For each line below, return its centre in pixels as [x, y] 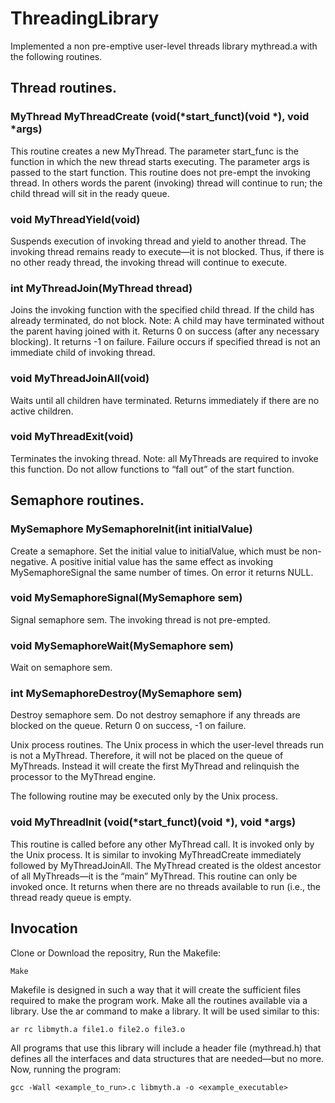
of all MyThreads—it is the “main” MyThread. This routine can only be [154, 876]
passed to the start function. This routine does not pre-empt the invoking [160, 172]
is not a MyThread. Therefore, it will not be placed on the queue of [147, 756]
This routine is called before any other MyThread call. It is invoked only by [162, 844]
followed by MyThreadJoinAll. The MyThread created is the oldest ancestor [166, 865]
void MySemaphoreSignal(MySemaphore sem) [126, 598]
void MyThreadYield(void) [75, 219]
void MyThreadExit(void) [72, 437]
